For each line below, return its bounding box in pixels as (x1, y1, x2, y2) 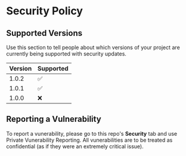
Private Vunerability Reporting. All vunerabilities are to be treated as (6, 136, 173, 143)
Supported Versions (6, 28, 82, 38)
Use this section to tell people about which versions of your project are (6, 44, 180, 51)
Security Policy (6, 4, 83, 18)
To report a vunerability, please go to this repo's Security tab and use (6, 130, 178, 137)
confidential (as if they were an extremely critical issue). (6, 142, 144, 150)
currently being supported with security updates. (6, 50, 127, 57)
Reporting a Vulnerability (6, 114, 101, 124)
